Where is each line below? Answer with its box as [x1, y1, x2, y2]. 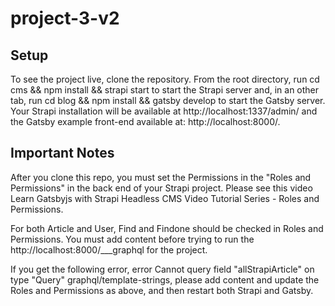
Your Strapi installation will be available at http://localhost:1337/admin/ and [10, 105, 318, 117]
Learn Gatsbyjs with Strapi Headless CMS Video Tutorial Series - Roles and [10, 192, 320, 204]
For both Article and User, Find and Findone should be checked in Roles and [10, 222, 324, 234]
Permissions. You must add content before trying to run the [10, 233, 255, 245]
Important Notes [10, 145, 115, 162]
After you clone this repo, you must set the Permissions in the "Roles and [10, 171, 312, 183]
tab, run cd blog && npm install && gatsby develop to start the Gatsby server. [10, 95, 326, 106]
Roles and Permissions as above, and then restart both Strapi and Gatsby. [10, 284, 314, 296]
